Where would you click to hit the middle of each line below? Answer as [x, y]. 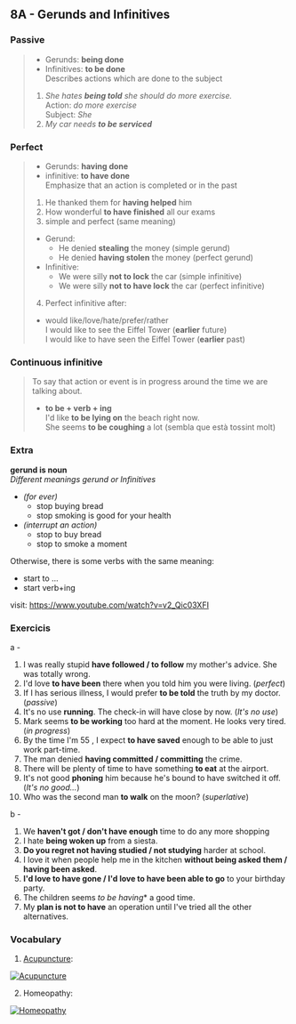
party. [34, 888]
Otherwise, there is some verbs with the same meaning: [112, 560]
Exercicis [31, 628]
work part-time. [52, 749]
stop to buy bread [69, 534]
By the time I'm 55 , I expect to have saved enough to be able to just [148, 740]
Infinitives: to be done [85, 69]
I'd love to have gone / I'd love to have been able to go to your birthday [154, 878]
